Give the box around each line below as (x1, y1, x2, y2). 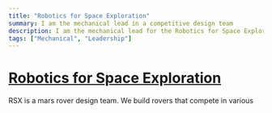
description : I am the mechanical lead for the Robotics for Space (8, 27, 241, 35)
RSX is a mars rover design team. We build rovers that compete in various (8, 96, 253, 106)
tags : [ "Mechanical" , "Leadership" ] (8, 34, 132, 43)
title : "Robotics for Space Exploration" (8, 11, 151, 20)
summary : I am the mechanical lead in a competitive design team (8, 19, 233, 27)
